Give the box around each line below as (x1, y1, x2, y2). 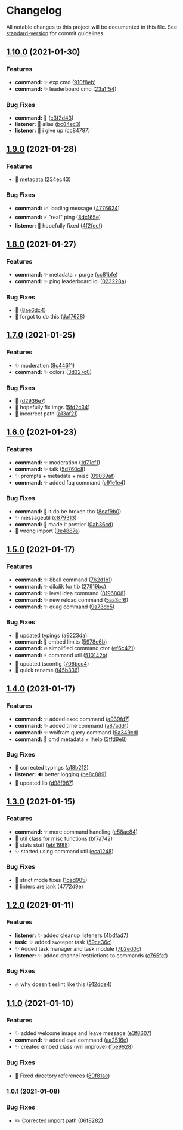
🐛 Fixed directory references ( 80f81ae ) (14, 1072, 110, 1079)
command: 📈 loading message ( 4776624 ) (14, 204, 120, 212)
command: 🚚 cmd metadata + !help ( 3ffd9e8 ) (14, 736, 128, 743)
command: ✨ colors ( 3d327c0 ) (14, 368, 92, 375)
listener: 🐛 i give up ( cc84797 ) (14, 127, 91, 134)
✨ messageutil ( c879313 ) (14, 514, 77, 521)
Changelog (6, 4, 62, 17)
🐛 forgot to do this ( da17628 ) (14, 313, 85, 320)
